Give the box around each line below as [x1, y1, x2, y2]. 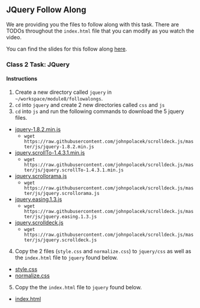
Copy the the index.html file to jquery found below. [14, 283, 142, 291]
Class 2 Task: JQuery [6, 60, 70, 69]
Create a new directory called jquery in [14, 88, 112, 96]
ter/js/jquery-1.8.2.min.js [23, 144, 94, 150]
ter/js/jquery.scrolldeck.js [23, 237, 97, 243]
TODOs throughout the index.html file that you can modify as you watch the [6, 27, 195, 34]
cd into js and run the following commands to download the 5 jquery [14, 108, 184, 115]
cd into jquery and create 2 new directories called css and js [14, 101, 165, 108]
